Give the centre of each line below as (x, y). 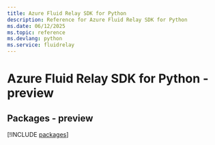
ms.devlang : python (35, 39)
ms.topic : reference (37, 32)
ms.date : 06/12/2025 (37, 26)
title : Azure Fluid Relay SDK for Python (67, 13)
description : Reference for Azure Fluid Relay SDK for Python (97, 20)
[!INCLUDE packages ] (38, 134)
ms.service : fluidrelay (41, 45)
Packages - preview (50, 118)
